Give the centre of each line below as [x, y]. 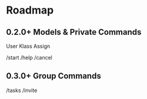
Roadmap [30, 10]
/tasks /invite [22, 90]
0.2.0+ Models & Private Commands [74, 32]
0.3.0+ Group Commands [54, 76]
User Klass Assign [28, 46]
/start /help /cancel [29, 57]
